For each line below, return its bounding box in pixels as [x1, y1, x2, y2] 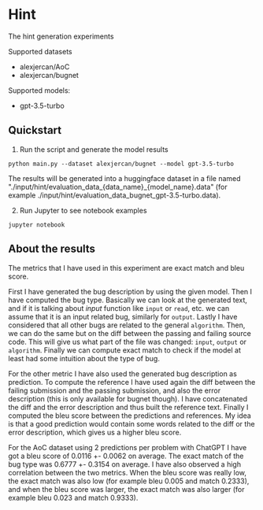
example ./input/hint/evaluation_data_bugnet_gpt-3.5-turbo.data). [8, 190, 221, 200]
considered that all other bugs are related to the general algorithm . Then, [8, 320, 246, 330]
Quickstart [8, 124, 62, 137]
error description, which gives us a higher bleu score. [8, 427, 182, 437]
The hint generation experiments [8, 31, 114, 41]
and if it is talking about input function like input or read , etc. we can [8, 303, 230, 312]
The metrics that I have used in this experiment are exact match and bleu [8, 263, 245, 272]
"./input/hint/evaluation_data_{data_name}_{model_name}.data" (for [8, 182, 228, 191]
